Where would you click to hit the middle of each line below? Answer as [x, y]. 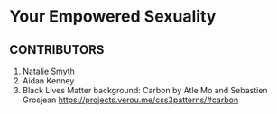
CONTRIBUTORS [57, 50]
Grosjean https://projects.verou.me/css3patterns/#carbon [130, 100]
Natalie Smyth [48, 71]
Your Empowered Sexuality [113, 17]
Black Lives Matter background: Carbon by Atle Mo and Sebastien [145, 90]
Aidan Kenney [48, 81]
